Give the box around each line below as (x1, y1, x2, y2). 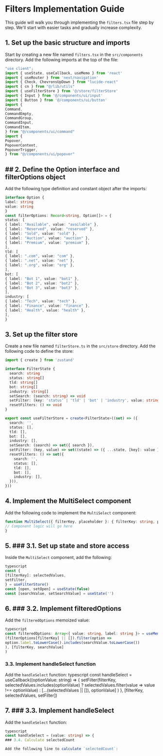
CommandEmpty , (5, 111, 34, 116)
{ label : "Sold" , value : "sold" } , (5, 231, 77, 236)
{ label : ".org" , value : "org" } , (5, 263, 75, 268)
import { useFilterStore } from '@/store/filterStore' (5, 89, 118, 94)
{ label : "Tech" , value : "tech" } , (5, 299, 77, 304)
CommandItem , (5, 125, 32, 130)
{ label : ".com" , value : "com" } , (5, 254, 75, 259)
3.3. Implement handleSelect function (5, 661, 96, 668)
